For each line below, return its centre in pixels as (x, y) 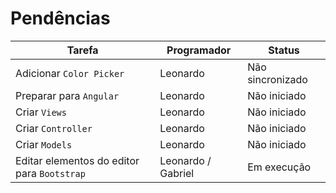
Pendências (60, 18)
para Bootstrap (50, 173)
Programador (199, 50)
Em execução (279, 167)
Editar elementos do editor (77, 160)
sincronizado (277, 79)
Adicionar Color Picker (70, 73)
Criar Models (44, 144)
